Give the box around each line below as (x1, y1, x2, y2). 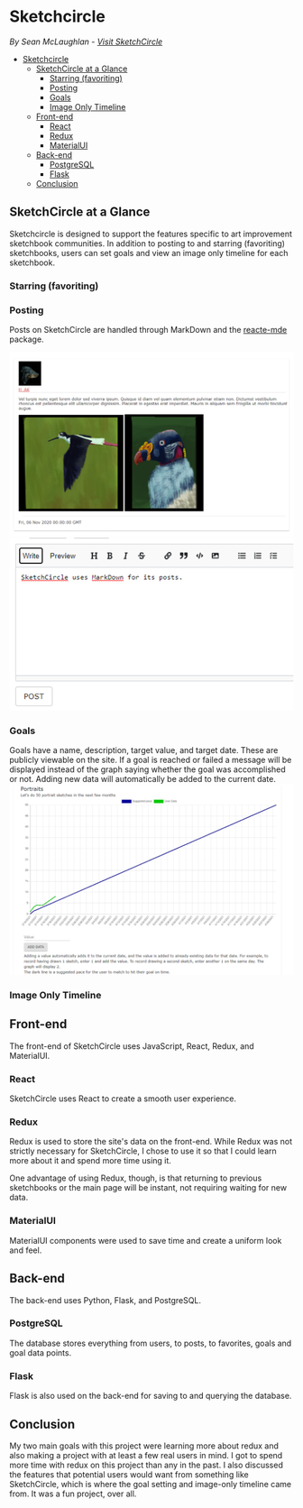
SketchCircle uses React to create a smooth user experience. (9, 1093, 237, 1104)
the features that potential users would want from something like (9, 1468, 250, 1480)
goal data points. (9, 1347, 72, 1358)
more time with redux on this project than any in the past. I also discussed (9, 1459, 284, 1470)
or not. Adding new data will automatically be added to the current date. (9, 774, 277, 785)
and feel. (9, 1245, 42, 1255)
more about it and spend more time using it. (9, 1155, 171, 1166)
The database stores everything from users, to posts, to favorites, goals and (9, 1338, 292, 1348)
